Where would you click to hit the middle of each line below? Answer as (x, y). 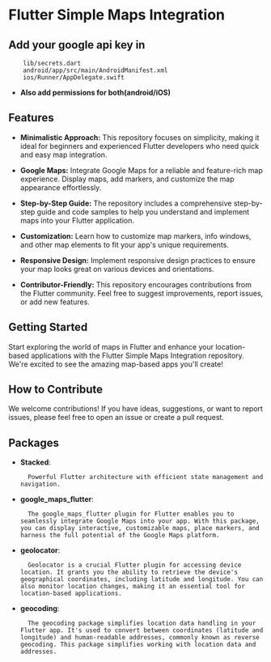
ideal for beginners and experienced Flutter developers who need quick (140, 146)
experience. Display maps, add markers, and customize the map (127, 179)
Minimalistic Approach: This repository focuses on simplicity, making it (140, 137)
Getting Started (48, 327)
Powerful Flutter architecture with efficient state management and (146, 477)
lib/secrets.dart (52, 63)
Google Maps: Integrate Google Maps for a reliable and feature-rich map (141, 170)
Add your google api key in (77, 45)
